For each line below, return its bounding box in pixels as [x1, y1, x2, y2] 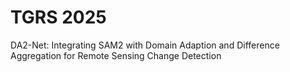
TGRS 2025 [10, 6, 107, 29]
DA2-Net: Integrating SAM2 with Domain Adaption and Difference [10, 39, 280, 51]
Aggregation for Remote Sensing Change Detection [10, 49, 222, 61]
